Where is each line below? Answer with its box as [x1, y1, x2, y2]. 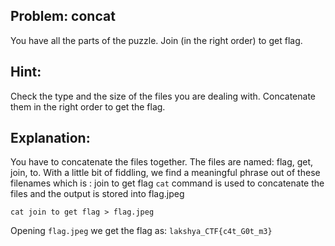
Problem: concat [10, 8, 116, 25]
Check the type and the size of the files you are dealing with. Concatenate [10, 90, 316, 102]
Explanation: [10, 130, 91, 147]
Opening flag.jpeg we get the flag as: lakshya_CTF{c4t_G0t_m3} [10, 225, 273, 237]
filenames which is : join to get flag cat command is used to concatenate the [10, 177, 325, 189]
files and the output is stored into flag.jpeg [10, 188, 185, 200]
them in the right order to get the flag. [10, 100, 166, 113]
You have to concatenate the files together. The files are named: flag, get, [10, 156, 314, 168]
